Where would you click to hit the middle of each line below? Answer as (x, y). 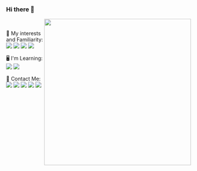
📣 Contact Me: (23, 79)
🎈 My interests (23, 33)
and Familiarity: (25, 40)
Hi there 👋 (21, 9)
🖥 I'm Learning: (24, 59)
